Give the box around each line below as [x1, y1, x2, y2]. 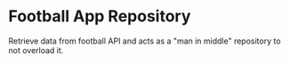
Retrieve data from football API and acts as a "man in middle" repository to [8, 35, 281, 46]
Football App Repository [8, 6, 191, 27]
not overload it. [8, 44, 64, 55]
